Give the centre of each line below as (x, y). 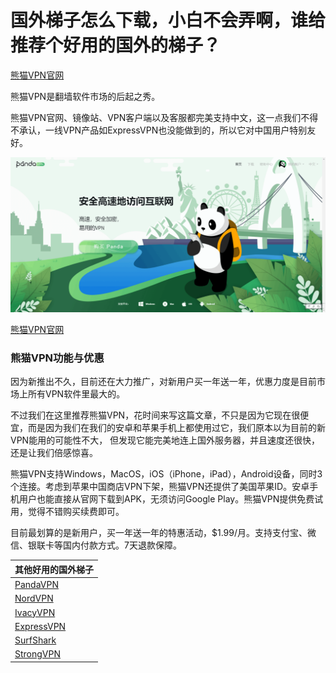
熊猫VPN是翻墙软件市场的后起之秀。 (85, 96)
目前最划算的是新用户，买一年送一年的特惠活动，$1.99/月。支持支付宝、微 (163, 533)
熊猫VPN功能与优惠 (57, 358)
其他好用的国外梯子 (54, 569)
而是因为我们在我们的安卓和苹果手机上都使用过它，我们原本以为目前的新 (176, 428)
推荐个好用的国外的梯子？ (116, 45)
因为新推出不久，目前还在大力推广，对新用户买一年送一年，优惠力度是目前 (163, 382)
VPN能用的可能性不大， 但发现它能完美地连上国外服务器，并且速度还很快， (165, 440)
